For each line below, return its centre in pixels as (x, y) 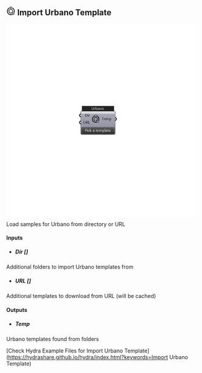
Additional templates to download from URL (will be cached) (81, 296)
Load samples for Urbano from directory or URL (66, 224)
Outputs (17, 310)
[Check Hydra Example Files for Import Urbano (65, 351)
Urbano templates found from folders (53, 339)
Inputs (15, 238)
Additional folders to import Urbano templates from (70, 267)
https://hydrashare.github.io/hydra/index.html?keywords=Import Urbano (98, 357)
